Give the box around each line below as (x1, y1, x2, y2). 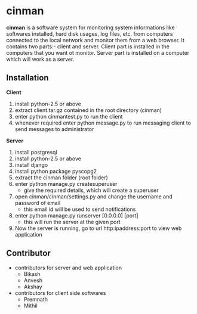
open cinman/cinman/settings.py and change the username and (14, 192, 173, 200)
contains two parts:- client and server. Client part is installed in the (6, 43, 170, 50)
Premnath (23, 296, 48, 303)
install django (14, 161, 48, 168)
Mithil (23, 302, 38, 309)
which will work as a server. (6, 55, 75, 63)
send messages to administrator (14, 125, 94, 132)
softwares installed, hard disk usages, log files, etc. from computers (6, 30, 173, 37)
